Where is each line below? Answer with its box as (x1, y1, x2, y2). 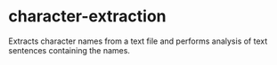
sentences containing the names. (8, 45, 131, 55)
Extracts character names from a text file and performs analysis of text (8, 36, 268, 46)
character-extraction (8, 6, 167, 27)
